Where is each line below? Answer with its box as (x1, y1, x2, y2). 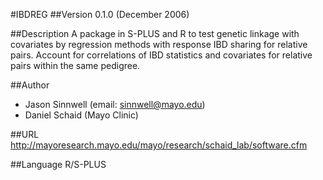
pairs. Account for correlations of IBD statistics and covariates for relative (10, 49, 313, 61)
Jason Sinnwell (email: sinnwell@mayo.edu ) (24, 99, 206, 110)
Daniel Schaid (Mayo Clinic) (24, 109, 139, 121)
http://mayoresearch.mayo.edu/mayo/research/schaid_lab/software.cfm (10, 139, 308, 151)
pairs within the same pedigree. (10, 60, 141, 71)
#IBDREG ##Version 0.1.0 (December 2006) (10, 9, 190, 20)
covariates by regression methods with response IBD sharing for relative (10, 39, 308, 50)
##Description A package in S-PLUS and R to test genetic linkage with (10, 28, 300, 39)
